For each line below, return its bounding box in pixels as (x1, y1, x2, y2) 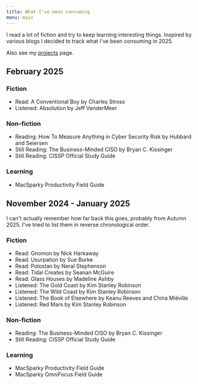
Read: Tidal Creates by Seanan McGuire (14, 268, 114, 276)
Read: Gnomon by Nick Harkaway (14, 249, 99, 256)
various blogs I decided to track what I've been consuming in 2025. (6, 37, 173, 45)
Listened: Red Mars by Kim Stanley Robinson (14, 300, 126, 308)
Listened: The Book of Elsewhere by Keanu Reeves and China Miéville (14, 294, 188, 302)
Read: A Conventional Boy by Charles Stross (14, 98, 125, 105)
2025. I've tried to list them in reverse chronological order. (6, 221, 150, 228)
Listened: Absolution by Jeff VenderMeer (14, 105, 117, 112)
